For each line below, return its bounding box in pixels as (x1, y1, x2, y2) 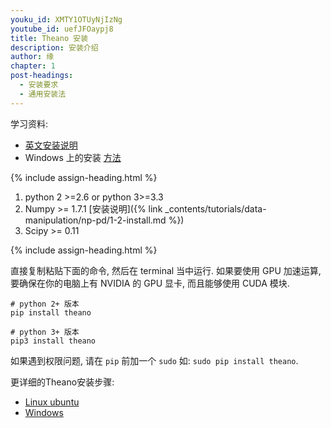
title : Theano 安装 (10, 33, 89, 43)
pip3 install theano (10, 336, 97, 346)
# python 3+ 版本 (10, 327, 80, 337)
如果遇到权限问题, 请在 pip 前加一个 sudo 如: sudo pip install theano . (10, 354, 299, 366)
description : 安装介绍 (10, 42, 99, 53)
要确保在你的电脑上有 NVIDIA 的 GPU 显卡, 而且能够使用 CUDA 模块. (10, 277, 290, 289)
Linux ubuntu (24, 396, 80, 408)
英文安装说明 (24, 139, 78, 151)
